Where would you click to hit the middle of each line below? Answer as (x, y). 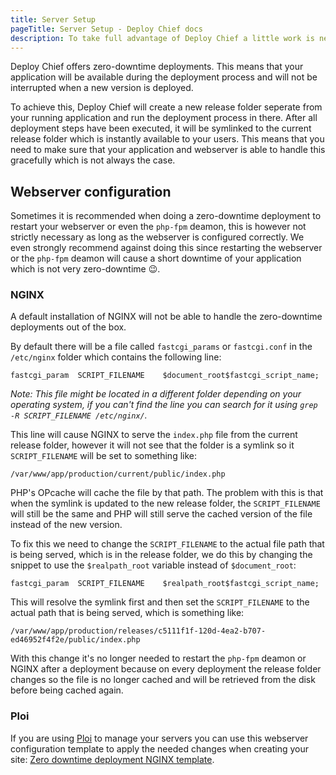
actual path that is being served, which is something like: (127, 613)
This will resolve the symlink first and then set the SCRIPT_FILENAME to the (160, 602)
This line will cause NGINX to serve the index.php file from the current (154, 435)
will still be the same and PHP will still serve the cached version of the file (161, 514)
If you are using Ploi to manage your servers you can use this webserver (159, 738)
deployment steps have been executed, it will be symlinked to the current (161, 128)
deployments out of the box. (68, 327)
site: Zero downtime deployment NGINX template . (112, 759)
